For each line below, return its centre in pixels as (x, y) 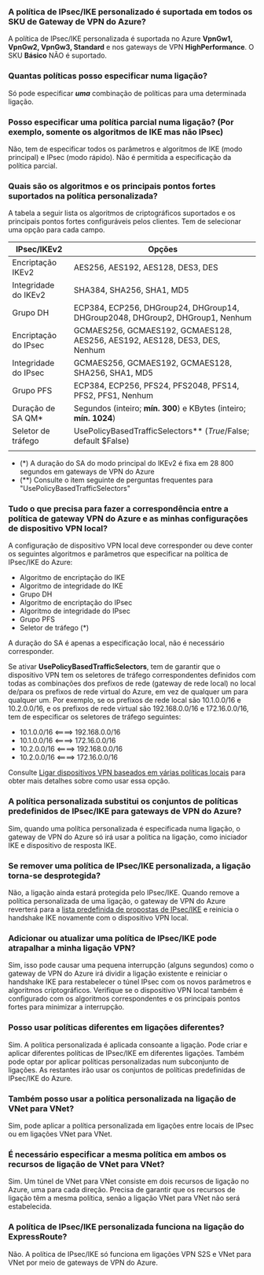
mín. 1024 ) (95, 418)
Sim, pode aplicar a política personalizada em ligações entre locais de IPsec (131, 1125)
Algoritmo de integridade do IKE (71, 586)
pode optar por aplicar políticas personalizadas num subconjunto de (119, 1061)
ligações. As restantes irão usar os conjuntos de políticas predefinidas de (127, 1069)
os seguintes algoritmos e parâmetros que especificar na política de (118, 554)
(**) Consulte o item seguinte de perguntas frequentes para (116, 480)
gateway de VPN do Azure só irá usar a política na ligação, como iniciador (128, 837)
